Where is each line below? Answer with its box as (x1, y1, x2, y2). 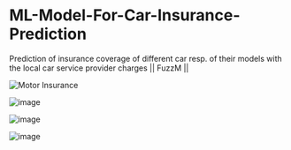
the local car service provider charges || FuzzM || (9, 63, 189, 73)
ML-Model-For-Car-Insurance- (9, 5, 241, 26)
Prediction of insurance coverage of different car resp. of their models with (9, 53, 283, 64)
